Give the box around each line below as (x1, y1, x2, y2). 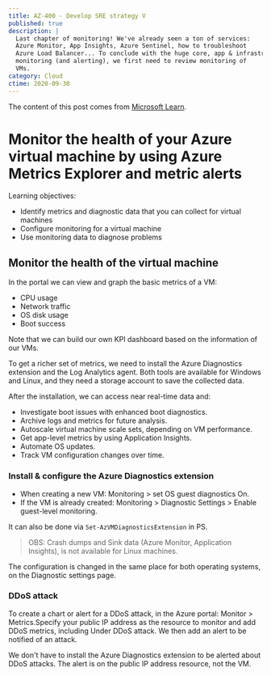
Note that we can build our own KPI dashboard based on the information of (8, 335, 258, 344)
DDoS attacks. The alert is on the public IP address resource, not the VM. (8, 658, 252, 668)
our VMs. (8, 343, 39, 353)
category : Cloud (8, 72, 63, 80)
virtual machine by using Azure (8, 147, 223, 166)
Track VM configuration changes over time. (19, 450, 165, 460)
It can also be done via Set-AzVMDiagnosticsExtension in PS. (8, 522, 208, 531)
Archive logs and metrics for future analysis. (19, 416, 168, 425)
